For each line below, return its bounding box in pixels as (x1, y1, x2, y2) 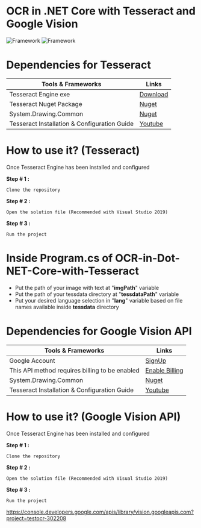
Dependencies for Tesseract (6, 58, 152, 72)
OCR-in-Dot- (115, 251, 181, 265)
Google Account (9, 356, 55, 365)
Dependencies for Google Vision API (6, 324, 193, 338)
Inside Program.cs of (6, 251, 113, 265)
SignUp (145, 356, 167, 365)
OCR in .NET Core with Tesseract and (6, 4, 196, 18)
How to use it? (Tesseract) (6, 143, 140, 157)
